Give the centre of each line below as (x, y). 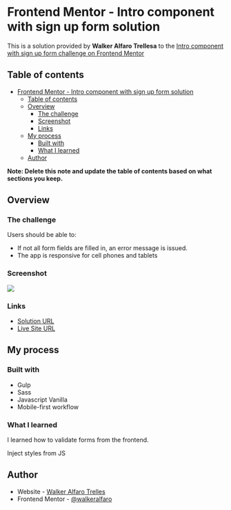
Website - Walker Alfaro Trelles (61, 491)
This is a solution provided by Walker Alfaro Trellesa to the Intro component (115, 46)
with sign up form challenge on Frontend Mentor (76, 53)
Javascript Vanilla (42, 399)
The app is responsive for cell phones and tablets (87, 256)
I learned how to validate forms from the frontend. (78, 440)
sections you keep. (35, 178)
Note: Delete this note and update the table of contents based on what (110, 171)
